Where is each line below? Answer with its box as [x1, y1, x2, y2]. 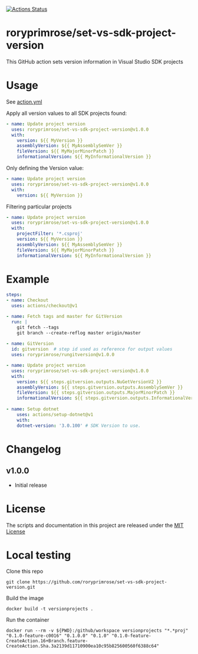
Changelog [6, 442, 61, 456]
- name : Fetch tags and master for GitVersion [6, 314, 123, 320]
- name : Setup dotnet [6, 406, 60, 412]
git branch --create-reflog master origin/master [16, 330, 141, 336]
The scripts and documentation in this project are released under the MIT [6, 522, 184, 529]
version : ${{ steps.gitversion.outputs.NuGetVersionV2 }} [16, 379, 162, 385]
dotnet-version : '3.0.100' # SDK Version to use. [16, 423, 141, 429]
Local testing [6, 548, 71, 562]
